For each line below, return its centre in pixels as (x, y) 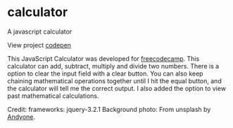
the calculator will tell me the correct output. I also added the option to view (117, 88)
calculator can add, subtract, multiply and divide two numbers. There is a (113, 66)
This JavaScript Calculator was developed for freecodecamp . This (103, 58)
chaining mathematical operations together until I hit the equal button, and (114, 80)
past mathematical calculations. (53, 96)
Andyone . (21, 117)
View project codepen (39, 45)
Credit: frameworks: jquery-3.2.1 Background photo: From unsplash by (109, 109)
